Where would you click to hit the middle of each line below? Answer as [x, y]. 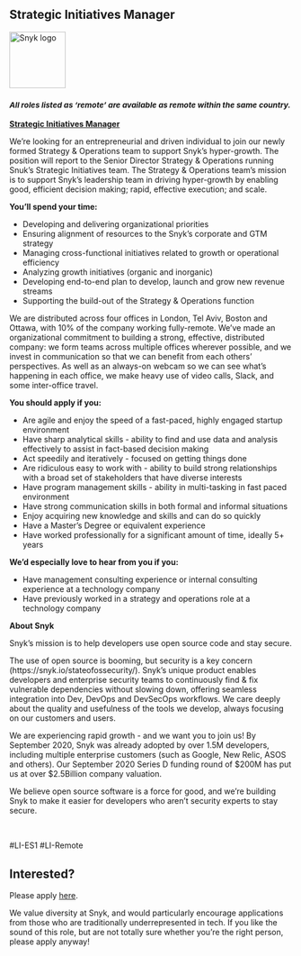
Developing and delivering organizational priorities [115, 224]
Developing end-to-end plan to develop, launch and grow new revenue [153, 282]
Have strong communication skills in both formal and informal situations [155, 506]
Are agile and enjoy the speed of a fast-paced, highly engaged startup [152, 420]
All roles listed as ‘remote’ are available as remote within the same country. [150, 105]
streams [37, 291]
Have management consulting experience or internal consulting [140, 579]
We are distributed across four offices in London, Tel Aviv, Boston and [138, 318]
